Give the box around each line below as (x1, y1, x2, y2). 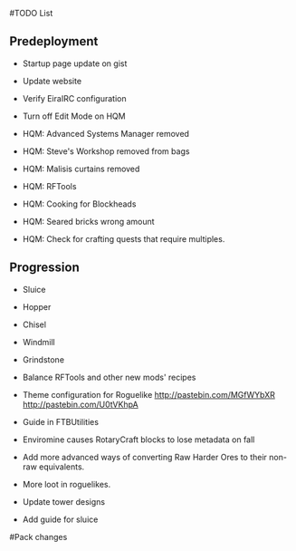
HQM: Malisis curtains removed (22, 163, 140, 174)
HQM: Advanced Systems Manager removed (22, 128, 190, 139)
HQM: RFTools (22, 180, 77, 191)
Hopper (22, 301, 52, 312)
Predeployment (9, 34, 99, 49)
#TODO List (9, 8, 53, 18)
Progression (9, 260, 80, 275)
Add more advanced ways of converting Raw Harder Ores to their (22, 451, 267, 462)
